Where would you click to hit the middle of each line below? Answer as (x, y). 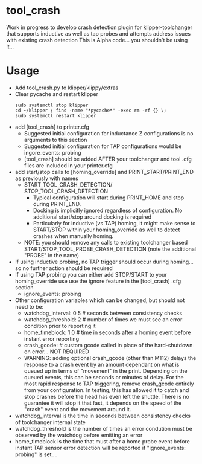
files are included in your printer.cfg (68, 165)
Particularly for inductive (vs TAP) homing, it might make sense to (114, 223)
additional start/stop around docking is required (92, 217)
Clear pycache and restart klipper (56, 94)
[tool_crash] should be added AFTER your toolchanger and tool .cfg (108, 159)
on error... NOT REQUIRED (56, 352)
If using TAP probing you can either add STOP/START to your (91, 274)
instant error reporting (52, 338)
